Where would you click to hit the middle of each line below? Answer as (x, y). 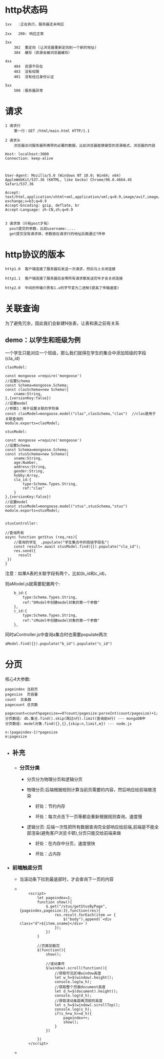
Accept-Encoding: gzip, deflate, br (42, 205)
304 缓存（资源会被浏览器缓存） (43, 53)
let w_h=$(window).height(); (84, 978)
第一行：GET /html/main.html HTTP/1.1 (52, 131)
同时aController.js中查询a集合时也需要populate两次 (56, 634)
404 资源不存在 (28, 66)
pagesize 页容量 (21, 694)
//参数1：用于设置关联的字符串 (32, 409)
